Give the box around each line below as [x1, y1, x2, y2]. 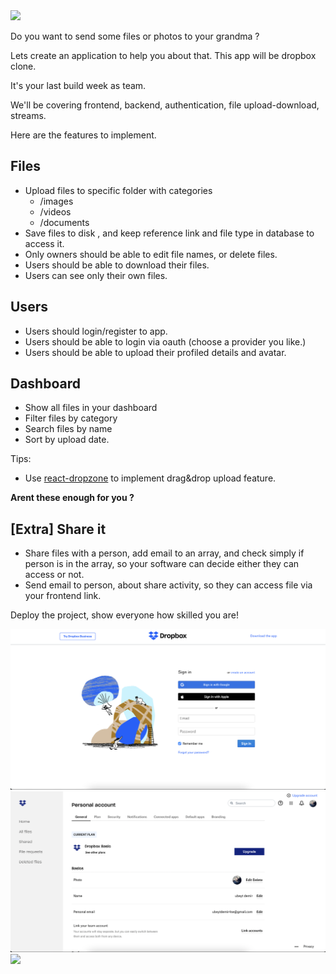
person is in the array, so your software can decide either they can [24, 558, 300, 570]
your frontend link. [24, 590, 102, 602]
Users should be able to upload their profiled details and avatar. [24, 346, 287, 358]
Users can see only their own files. [24, 269, 168, 281]
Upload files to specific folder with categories [24, 184, 213, 196]
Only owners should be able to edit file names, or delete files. [24, 248, 278, 260]
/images [39, 195, 74, 207]
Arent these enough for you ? [10, 492, 135, 504]
